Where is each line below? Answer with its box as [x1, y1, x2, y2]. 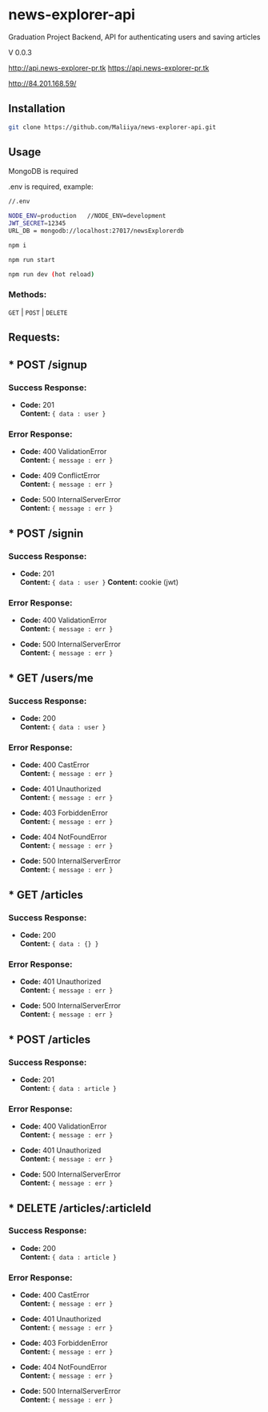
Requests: [8, 331, 60, 344]
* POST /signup [8, 358, 88, 372]
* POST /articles [8, 1032, 91, 1046]
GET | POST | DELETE [8, 307, 68, 317]
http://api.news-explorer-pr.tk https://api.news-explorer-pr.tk [8, 62, 210, 73]
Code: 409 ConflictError [19, 471, 101, 481]
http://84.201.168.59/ [8, 78, 77, 88]
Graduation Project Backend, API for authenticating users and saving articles [8, 32, 261, 42]
